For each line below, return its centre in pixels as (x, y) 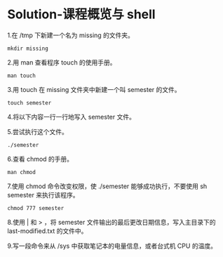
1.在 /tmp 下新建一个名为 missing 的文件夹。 (71, 35)
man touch (22, 75)
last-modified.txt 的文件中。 (47, 231)
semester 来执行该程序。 (43, 195)
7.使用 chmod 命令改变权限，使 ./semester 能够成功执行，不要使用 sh (107, 186)
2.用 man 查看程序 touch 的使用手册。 (62, 62)
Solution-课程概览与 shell (81, 14)
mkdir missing (28, 48)
